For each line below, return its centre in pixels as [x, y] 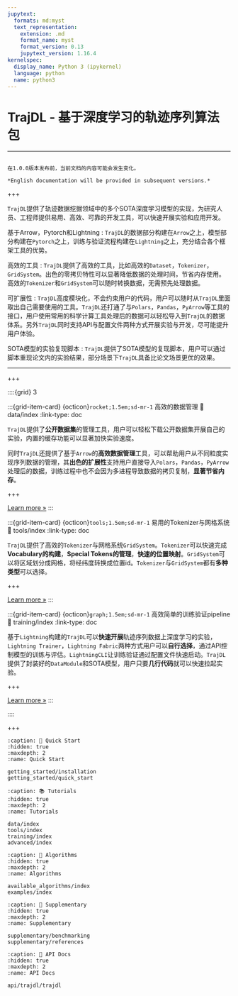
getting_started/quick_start [50, 778]
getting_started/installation [52, 772]
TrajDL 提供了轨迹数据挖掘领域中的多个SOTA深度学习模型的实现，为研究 [112, 209]
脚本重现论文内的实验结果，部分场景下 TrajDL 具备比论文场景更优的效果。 [113, 358]
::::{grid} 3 [22, 392]
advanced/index [30, 843]
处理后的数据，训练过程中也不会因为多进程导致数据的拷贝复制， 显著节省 [113, 471]
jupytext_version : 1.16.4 [58, 54]
